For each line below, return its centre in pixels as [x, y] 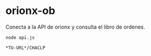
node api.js [20, 37]
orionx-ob [30, 11]
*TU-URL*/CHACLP [25, 48]
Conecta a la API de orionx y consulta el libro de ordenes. [75, 27]
